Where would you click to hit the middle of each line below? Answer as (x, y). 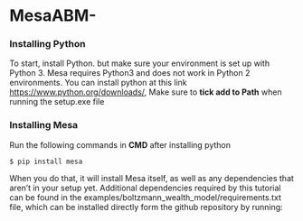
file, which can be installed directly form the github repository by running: (146, 207)
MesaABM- (53, 16)
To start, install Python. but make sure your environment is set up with (139, 63)
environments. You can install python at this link (98, 83)
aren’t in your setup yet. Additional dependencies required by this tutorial (145, 188)
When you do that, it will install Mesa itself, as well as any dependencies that (151, 178)
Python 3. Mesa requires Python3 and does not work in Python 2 (130, 73)
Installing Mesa (44, 125)
